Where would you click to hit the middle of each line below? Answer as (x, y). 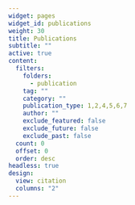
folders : (37, 76)
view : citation (41, 181)
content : (23, 61)
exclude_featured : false (64, 121)
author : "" (41, 114)
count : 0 (30, 143)
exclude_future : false (61, 128)
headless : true (34, 166)
